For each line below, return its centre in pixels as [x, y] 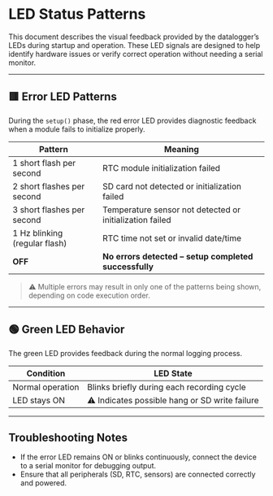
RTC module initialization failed [162, 168]
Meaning [181, 149]
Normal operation [46, 387]
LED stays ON [39, 400]
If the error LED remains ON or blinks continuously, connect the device [139, 457]
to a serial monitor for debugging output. [88, 466]
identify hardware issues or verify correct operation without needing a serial [136, 54]
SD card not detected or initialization [172, 186]
